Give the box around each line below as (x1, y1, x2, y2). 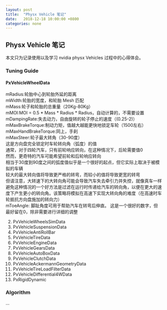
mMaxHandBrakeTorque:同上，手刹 (5, 128, 78, 134)
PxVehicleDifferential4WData (12, 271, 72, 277)
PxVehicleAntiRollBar (12, 229, 56, 235)
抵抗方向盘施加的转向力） (9, 197, 62, 203)
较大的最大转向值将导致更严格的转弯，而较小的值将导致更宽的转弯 (5, 172, 140, 178)
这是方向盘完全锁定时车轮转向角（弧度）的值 (5, 141, 97, 147)
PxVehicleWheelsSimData (12, 219, 66, 225)
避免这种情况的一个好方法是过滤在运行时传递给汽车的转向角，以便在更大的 (5, 184, 158, 190)
